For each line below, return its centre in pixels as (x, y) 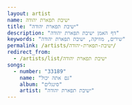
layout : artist (29, 13)
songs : (17, 65)
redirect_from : (29, 52)
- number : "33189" (40, 71)
